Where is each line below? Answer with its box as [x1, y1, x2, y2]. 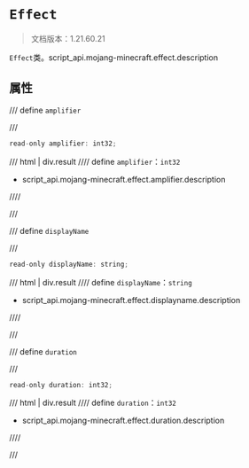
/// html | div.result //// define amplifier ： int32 [9, 156, 181, 167]
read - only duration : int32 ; [9, 380, 113, 389]
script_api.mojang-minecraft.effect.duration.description [21, 415, 225, 426]
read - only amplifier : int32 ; [9, 139, 117, 148]
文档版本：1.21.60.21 [30, 33, 105, 43]
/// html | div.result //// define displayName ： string [9, 277, 192, 287]
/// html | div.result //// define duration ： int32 [9, 397, 177, 409]
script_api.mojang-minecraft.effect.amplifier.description [21, 174, 226, 184]
